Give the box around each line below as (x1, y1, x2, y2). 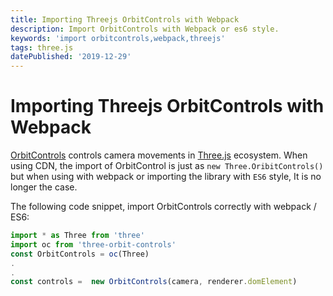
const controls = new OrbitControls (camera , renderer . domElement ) (10, 277, 298, 287)
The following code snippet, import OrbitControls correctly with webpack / (10, 201, 317, 213)
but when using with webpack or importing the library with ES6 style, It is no (10, 171, 322, 183)
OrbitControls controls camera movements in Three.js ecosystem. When (10, 149, 308, 161)
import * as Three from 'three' (10, 231, 145, 241)
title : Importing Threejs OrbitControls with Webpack (10, 14, 240, 25)
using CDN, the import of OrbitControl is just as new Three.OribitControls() (10, 160, 324, 172)
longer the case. (10, 181, 78, 193)
